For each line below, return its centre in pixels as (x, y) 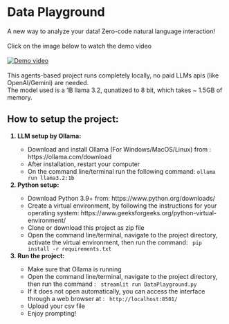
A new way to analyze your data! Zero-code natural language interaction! (111, 31)
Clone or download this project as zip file (86, 227)
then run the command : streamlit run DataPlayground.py (112, 284)
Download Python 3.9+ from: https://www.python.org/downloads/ (121, 198)
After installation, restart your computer (84, 164)
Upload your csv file (56, 306)
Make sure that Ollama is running (75, 269)
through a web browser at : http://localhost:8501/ (102, 298)
